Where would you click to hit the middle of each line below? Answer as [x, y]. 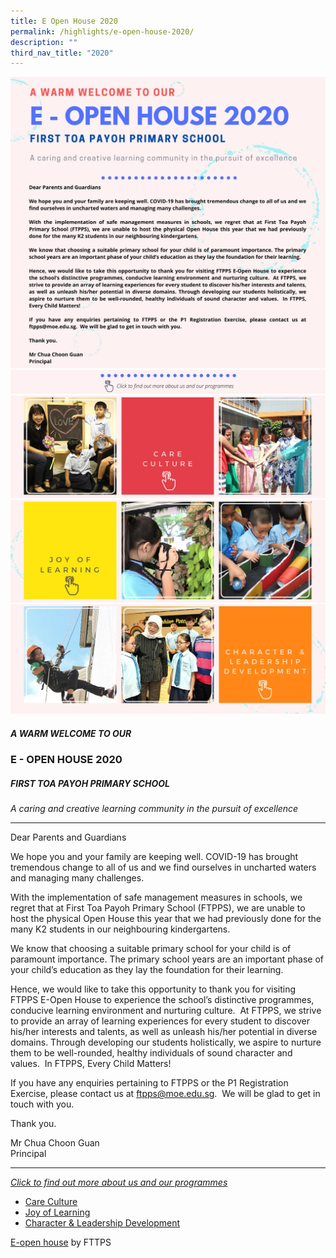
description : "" [44, 42]
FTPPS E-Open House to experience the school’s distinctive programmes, [162, 1000]
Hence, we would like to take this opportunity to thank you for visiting [153, 989]
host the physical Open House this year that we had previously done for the [166, 919]
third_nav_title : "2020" [62, 53]
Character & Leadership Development [102, 1223]
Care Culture [51, 1202]
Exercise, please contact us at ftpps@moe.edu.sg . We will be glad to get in [165, 1094]
